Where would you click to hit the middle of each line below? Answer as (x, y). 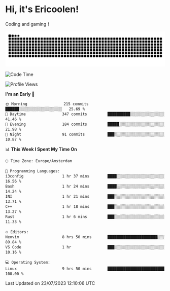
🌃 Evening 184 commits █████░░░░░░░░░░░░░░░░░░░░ (85, 124)
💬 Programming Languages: (32, 171)
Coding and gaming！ (28, 24)
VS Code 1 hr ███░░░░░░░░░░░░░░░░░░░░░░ (85, 247)
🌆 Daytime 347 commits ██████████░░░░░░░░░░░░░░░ (85, 114)
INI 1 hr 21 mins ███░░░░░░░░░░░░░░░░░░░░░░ (85, 196)
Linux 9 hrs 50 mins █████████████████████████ (85, 269)
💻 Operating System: (28, 262)
